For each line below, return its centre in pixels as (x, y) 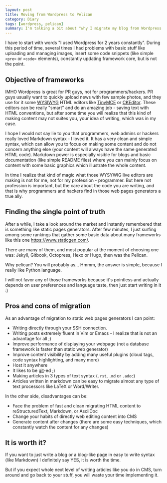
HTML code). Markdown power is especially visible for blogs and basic (78, 154)
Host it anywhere (30, 365)
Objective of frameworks (45, 80)
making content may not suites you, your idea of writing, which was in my (81, 118)
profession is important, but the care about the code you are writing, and (80, 185)
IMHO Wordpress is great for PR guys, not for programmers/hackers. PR (79, 92)
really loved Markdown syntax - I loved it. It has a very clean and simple (79, 139)
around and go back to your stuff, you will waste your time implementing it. (82, 475)
